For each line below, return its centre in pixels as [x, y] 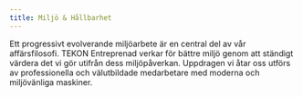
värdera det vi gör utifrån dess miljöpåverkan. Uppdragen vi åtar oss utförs [150, 63]
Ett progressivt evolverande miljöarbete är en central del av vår [128, 44]
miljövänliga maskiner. [51, 82]
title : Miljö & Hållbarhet [61, 18]
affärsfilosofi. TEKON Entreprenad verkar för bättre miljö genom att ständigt [151, 53]
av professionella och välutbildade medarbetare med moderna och [135, 73]
